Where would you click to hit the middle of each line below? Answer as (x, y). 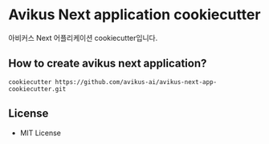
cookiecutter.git (37, 89)
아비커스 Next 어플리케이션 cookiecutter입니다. (83, 38)
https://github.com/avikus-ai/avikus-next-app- (136, 82)
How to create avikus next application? (108, 64)
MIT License (41, 133)
